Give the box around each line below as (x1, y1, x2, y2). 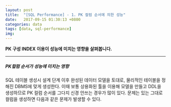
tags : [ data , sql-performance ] (5, 26, 72, 32)
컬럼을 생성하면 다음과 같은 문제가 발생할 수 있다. (5, 96, 102, 102)
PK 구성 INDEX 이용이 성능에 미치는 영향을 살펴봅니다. (5, 46, 112, 51)
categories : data (5, 21, 42, 27)
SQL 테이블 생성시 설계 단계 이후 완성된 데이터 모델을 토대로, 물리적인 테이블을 (5, 77, 161, 83)
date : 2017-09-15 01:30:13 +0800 (5, 17, 81, 22)
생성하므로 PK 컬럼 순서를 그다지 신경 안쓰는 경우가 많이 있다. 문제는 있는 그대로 (5, 90, 163, 96)
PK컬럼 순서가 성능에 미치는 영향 (5, 63, 69, 69)
